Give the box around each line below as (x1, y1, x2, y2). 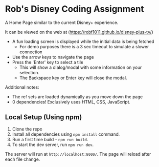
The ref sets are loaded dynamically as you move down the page (12, 94, 143, 100)
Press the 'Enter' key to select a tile (12, 59, 84, 65)
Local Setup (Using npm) (5, 113, 82, 122)
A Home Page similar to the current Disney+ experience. (5, 20, 118, 25)
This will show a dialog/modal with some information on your (19, 64, 142, 70)
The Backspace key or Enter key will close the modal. (19, 75, 127, 81)
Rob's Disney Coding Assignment (5, 3, 144, 15)
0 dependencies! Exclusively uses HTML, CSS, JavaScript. (12, 99, 131, 104)
